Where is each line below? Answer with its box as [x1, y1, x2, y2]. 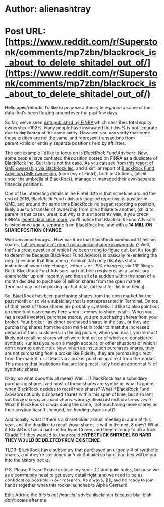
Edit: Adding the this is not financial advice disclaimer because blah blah [5, 492, 152, 498]
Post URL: [5, 26, 46, 37]
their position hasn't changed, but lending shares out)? [5, 407, 116, 413]
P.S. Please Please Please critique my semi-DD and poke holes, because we [5, 467, 159, 473]
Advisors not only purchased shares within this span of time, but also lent [5, 391, 153, 397]
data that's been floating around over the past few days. [5, 110, 118, 116]
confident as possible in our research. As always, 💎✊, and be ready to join [5, 477, 154, 483]
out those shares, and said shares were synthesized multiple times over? [5, 397, 152, 402]
